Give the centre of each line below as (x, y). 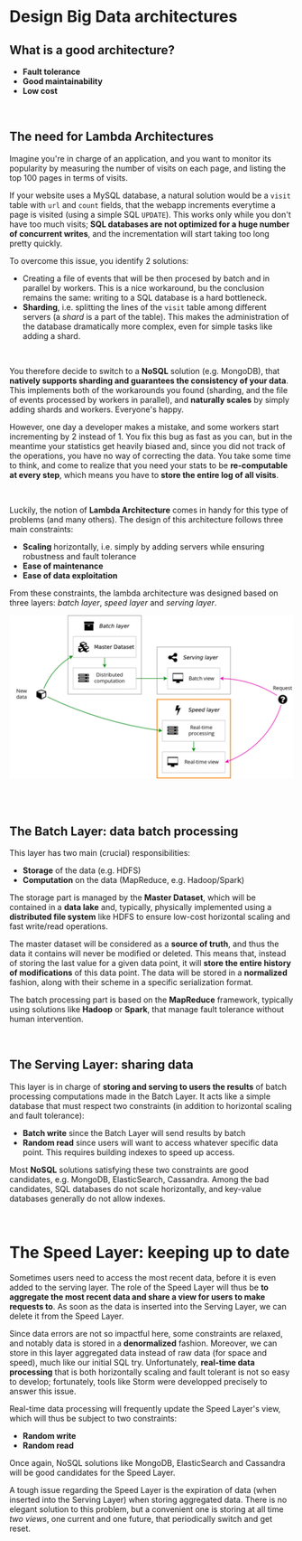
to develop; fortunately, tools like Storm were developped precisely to (138, 1381)
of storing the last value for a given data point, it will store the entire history (150, 963)
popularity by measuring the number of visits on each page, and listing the (148, 168)
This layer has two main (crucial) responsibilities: (100, 853)
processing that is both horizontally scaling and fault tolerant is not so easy (150, 1372)
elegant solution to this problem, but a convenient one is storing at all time (146, 1509)
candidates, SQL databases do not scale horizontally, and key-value (135, 1189)
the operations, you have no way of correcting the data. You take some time (150, 456)
